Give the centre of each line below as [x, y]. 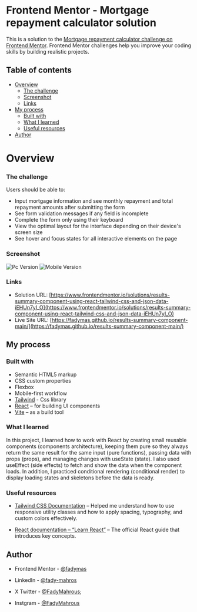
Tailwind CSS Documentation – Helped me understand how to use [94, 506]
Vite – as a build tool [39, 412]
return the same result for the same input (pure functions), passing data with [99, 452]
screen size [29, 232]
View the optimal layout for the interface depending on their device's [98, 226]
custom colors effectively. [46, 518]
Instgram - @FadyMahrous [47, 603]
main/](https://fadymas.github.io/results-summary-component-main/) [99, 326]
